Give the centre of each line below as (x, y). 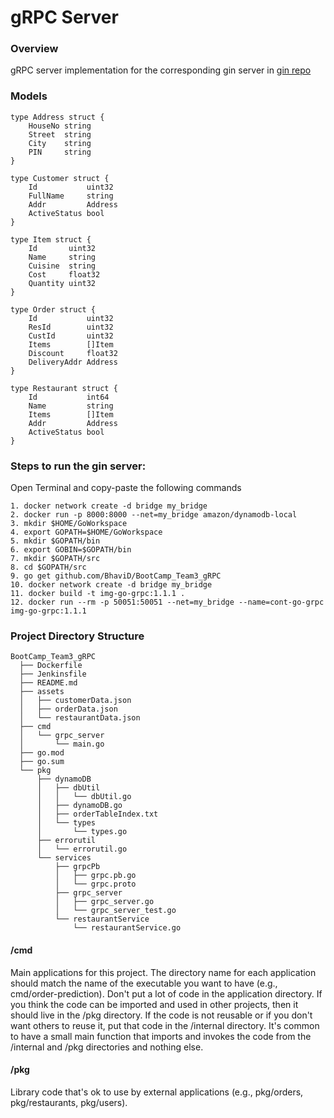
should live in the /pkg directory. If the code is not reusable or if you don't (161, 1015)
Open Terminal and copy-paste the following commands (126, 488)
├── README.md (48, 683)
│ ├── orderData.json (68, 709)
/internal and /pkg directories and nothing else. (107, 1047)
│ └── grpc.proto (95, 884)
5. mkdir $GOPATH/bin (55, 541)
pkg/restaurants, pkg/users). (69, 1102)
